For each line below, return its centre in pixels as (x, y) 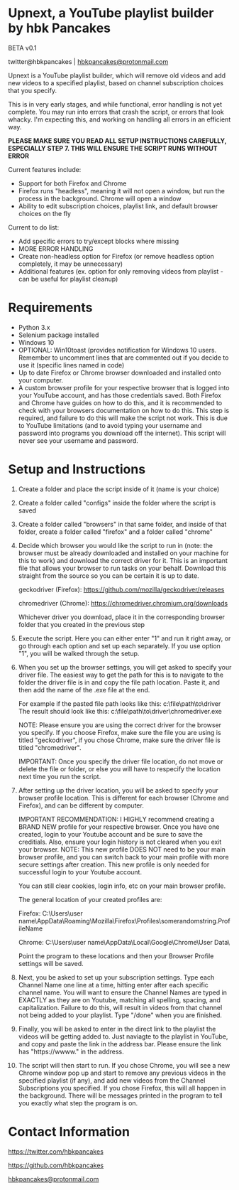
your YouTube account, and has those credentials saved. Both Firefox (120, 395)
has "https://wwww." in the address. (71, 1051)
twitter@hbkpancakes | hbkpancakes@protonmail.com (88, 61)
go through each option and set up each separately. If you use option (119, 645)
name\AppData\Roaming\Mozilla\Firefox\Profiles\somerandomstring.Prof (124, 921)
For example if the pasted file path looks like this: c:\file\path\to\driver (119, 703)
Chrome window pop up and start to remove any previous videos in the (122, 1073)
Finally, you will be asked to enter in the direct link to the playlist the (117, 1029)
